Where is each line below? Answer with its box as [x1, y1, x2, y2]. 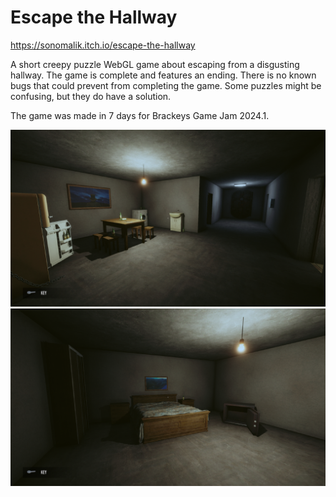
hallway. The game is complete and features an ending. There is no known [10, 69, 317, 81]
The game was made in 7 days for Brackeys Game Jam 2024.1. [10, 109, 270, 121]
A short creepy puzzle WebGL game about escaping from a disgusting [10, 58, 300, 70]
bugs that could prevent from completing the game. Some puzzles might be [10, 79, 322, 91]
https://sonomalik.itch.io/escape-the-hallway [10, 39, 196, 51]
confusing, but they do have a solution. [10, 90, 172, 102]
